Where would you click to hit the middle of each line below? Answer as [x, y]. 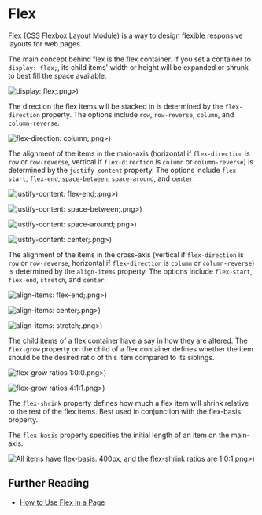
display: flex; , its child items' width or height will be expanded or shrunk [129, 67]
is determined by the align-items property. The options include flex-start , [131, 271]
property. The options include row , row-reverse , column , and [138, 114]
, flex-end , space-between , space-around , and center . [110, 178]
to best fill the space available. [57, 75]
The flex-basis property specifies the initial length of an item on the [119, 435]
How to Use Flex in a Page [62, 502]
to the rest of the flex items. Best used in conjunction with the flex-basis [125, 411]
